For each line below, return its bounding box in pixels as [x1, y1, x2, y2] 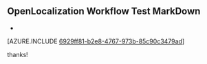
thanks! [7, 50, 29, 58]
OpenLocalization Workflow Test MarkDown [7, 6, 201, 17]
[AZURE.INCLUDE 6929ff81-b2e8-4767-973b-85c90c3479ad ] [7, 37, 185, 45]
